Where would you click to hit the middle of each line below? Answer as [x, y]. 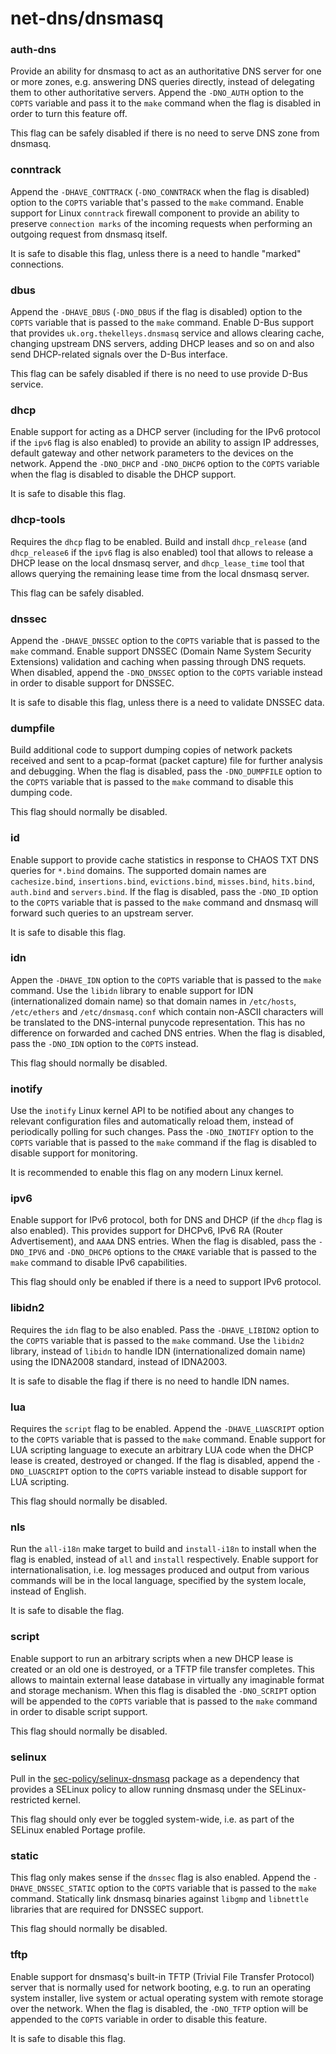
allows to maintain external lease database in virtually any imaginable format [167, 1679]
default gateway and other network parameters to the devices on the [152, 453]
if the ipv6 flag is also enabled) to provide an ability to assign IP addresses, [165, 443]
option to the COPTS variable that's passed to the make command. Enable [157, 202]
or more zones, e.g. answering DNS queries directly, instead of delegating [162, 82]
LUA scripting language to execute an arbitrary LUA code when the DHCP [162, 1450]
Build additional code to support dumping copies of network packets [151, 750]
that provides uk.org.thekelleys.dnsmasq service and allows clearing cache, [167, 333]
